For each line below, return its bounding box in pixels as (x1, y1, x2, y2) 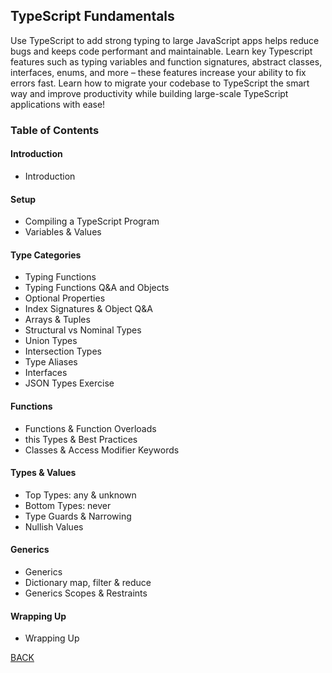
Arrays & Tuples (24, 314, 91, 326)
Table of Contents (10, 123, 100, 137)
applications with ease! (10, 98, 106, 110)
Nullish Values (24, 520, 84, 533)
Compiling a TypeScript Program (24, 215, 160, 228)
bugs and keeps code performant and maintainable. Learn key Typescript (10, 45, 313, 57)
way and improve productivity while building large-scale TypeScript (10, 87, 289, 99)
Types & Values (10, 467, 77, 479)
